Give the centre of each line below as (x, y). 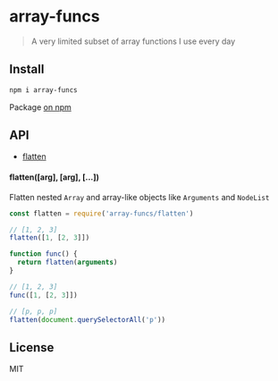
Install (27, 69)
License (32, 347)
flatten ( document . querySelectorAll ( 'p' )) (88, 319)
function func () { (43, 254)
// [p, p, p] (34, 311)
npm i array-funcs (43, 90)
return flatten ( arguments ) (67, 262)
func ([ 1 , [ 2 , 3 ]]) (43, 295)
